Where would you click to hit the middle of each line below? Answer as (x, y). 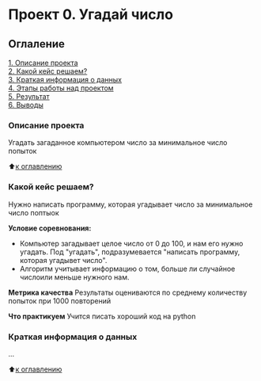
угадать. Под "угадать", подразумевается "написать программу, (130, 252)
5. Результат (29, 96)
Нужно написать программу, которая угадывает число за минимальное (130, 204)
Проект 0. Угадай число (91, 15)
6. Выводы (26, 105)
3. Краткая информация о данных (65, 80)
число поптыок (34, 212)
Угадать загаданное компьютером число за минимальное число (118, 143)
